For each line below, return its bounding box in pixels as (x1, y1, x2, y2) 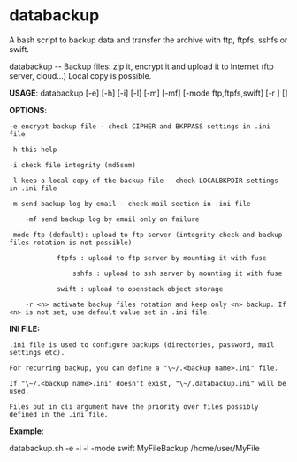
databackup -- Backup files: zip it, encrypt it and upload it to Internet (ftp (9, 61, 274, 72)
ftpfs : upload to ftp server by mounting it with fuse (56, 253, 267, 262)
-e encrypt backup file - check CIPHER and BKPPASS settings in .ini (9, 121, 271, 131)
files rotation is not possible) (9, 238, 133, 247)
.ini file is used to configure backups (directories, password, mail (9, 340, 275, 350)
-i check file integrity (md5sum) (9, 160, 137, 169)
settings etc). (9, 348, 65, 357)
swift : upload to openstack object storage (56, 284, 224, 293)
